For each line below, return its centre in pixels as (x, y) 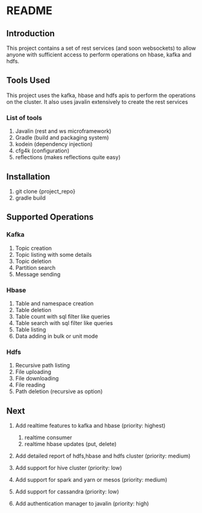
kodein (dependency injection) (54, 144)
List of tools (24, 117)
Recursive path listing (43, 366)
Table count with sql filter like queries (63, 316)
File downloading (37, 378)
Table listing (30, 329)
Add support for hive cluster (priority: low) (68, 468)
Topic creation (33, 248)
